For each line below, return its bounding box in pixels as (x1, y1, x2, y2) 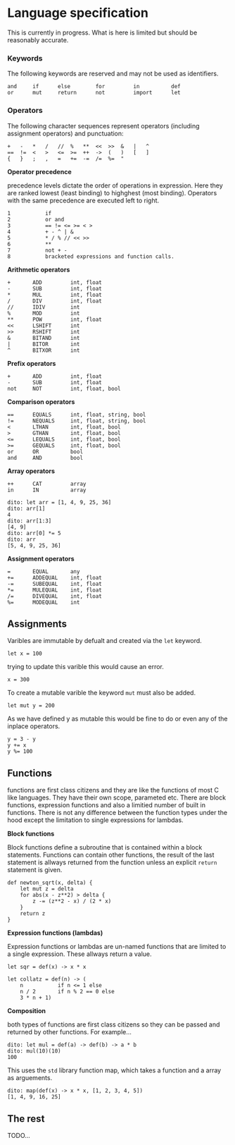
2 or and (7, 216, 65, 223)
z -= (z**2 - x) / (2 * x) (32, 898, 112, 905)
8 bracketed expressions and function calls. (7, 252, 174, 260)
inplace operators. (7, 722, 61, 730)
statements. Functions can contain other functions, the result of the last (7, 851, 215, 859)
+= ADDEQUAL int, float (7, 574, 102, 581)
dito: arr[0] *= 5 (7, 529, 61, 537)
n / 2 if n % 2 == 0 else (20, 988, 115, 996)
